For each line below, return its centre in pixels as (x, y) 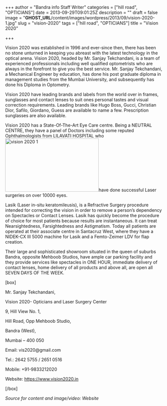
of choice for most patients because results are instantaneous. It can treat (81, 221)
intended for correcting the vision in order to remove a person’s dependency (83, 210)
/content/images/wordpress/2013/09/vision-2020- (103, 18)
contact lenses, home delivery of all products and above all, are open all (79, 268)
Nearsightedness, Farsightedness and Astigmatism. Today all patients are (81, 226)
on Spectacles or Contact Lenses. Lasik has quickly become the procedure (82, 215)
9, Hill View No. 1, (23, 311)
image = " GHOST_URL (28, 18)
